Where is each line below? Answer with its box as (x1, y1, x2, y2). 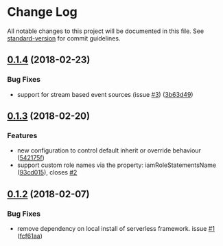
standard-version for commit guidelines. (7, 34, 121, 42)
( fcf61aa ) (16, 232, 43, 240)
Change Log (7, 4, 78, 20)
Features (7, 131, 38, 140)
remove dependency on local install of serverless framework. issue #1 (16, 225, 215, 232)
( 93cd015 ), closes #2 (16, 168, 78, 177)
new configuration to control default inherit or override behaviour (16, 146, 201, 155)
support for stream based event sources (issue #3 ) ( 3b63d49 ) (16, 90, 193, 98)
